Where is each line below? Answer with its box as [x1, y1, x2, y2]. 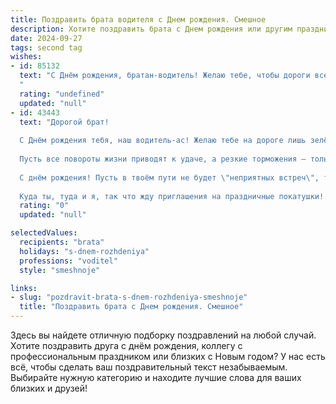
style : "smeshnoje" [19, 265, 101, 275]
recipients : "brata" [19, 237, 105, 247]
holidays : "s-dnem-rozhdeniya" [19, 246, 150, 256]
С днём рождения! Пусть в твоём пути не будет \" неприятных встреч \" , [19, 172, 320, 183]
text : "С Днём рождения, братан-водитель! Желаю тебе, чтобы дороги [19, 71, 311, 81]
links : [10, 283, 38, 293]
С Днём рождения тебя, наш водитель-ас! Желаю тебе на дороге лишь [19, 136, 307, 146]
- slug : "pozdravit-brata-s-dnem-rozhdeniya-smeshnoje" [10, 292, 248, 303]
